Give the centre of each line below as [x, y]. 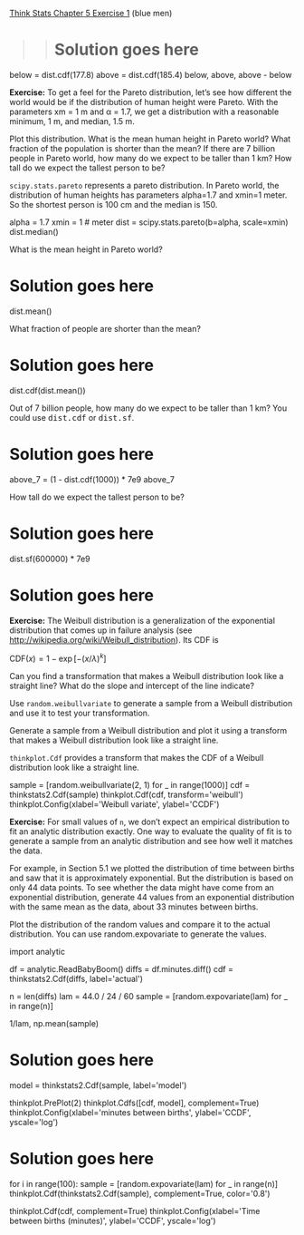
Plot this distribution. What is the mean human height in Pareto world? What [150, 139]
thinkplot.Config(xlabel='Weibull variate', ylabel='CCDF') [114, 804]
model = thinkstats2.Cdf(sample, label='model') [98, 1085]
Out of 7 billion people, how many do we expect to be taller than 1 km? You [148, 408]
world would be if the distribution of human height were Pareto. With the [144, 102]
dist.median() [34, 231]
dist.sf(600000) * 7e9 [50, 559]
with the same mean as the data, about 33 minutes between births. [134, 907]
